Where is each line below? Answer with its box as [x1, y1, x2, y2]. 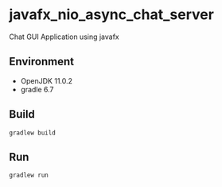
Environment [9, 55, 75, 68]
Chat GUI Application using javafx [9, 32, 119, 41]
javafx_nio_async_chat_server [9, 6, 214, 24]
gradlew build [9, 129, 56, 137]
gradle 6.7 [20, 84, 54, 94]
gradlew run [9, 171, 49, 180]
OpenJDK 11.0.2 [20, 76, 73, 85]
